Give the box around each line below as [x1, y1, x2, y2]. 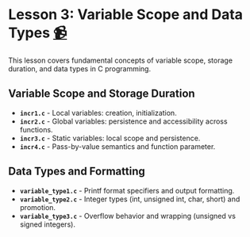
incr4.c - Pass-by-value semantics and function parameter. [19, 141, 216, 151]
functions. [19, 124, 53, 134]
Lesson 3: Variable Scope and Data [8, 6, 244, 24]
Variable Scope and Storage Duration [8, 87, 196, 101]
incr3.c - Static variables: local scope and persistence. [19, 133, 201, 143]
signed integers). [19, 220, 75, 229]
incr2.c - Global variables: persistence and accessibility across [19, 117, 228, 126]
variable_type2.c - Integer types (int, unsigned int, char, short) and [19, 194, 240, 204]
